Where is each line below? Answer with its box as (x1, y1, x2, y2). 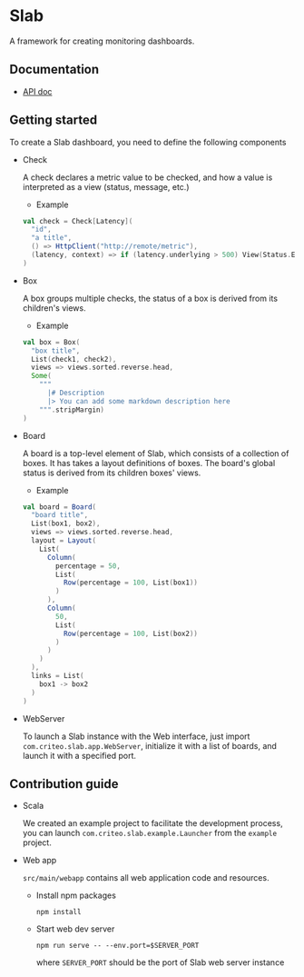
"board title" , (31, 511, 89, 520)
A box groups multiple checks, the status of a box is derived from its (22, 293, 279, 304)
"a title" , (31, 234, 73, 243)
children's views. (22, 302, 86, 314)
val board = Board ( (22, 502, 97, 512)
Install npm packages (35, 890, 116, 901)
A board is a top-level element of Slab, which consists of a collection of (22, 447, 289, 459)
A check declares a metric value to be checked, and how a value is (22, 172, 273, 183)
